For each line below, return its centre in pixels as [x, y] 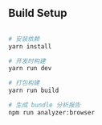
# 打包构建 [24, 83]
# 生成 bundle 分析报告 [44, 105]
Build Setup [38, 13]
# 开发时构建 [27, 61]
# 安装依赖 [24, 39]
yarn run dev [30, 69]
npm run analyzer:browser [51, 112]
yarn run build [34, 91]
